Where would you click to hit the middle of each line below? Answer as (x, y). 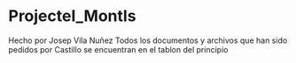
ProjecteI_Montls (72, 16)
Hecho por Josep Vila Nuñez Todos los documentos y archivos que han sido (148, 40)
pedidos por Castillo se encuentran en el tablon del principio (118, 49)
